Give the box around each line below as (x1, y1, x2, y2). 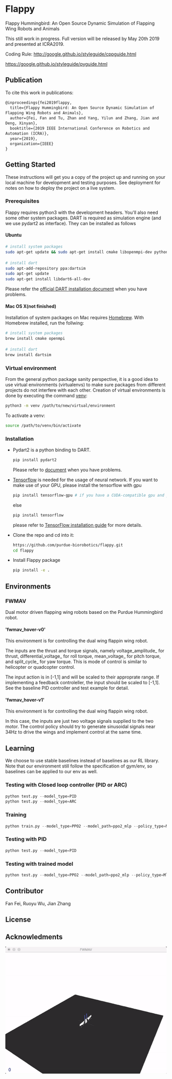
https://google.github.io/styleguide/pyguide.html (5, 61, 107, 67)
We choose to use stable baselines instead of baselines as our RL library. (5, 758, 160, 764)
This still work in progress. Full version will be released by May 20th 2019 (5, 35, 160, 42)
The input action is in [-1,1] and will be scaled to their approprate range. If (5, 674, 160, 680)
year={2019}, (10, 136, 38, 141)
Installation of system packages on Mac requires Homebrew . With (5, 315, 144, 321)
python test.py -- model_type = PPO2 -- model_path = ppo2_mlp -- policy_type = (5, 872, 164, 877)
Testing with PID (5, 836, 47, 843)
